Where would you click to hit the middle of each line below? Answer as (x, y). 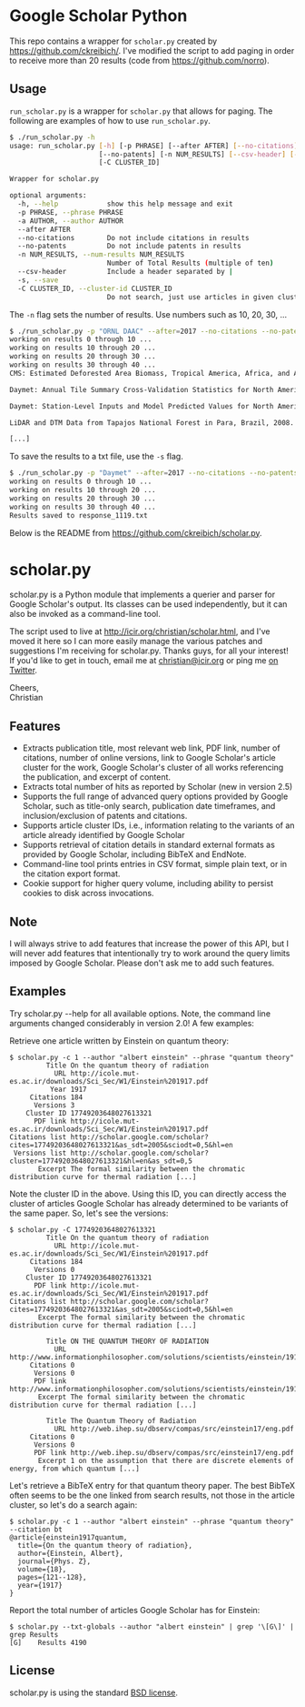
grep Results (34, 1634)
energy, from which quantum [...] (75, 1469)
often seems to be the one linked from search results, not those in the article (152, 1495)
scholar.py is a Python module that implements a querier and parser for (142, 595)
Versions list (40, 1153)
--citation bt (36, 1530)
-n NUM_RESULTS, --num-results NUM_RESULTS (101, 255)
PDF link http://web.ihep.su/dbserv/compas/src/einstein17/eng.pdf (164, 1452)
